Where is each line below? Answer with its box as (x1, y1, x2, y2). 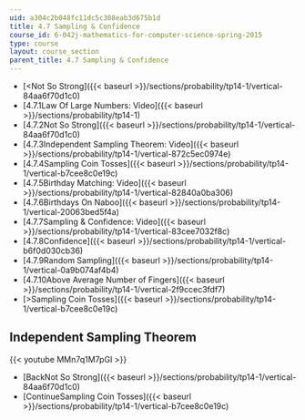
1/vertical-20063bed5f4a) (22, 207, 120, 217)
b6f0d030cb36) (22, 245, 84, 256)
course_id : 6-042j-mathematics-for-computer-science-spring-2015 (9, 30, 262, 39)
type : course (9, 38, 59, 48)
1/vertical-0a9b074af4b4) (22, 265, 120, 275)
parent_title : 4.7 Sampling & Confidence (9, 56, 169, 65)
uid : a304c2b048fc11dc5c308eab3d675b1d (9, 13, 161, 23)
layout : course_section (9, 47, 100, 56)
